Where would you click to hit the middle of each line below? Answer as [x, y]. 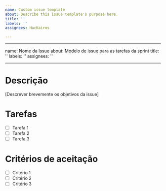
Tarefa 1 [20, 128]
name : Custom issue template [35, 10]
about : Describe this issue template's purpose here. [62, 14]
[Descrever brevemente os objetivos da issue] [52, 95]
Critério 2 [22, 178]
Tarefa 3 [21, 139]
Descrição [27, 80]
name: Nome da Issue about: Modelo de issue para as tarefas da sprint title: [82, 51]
